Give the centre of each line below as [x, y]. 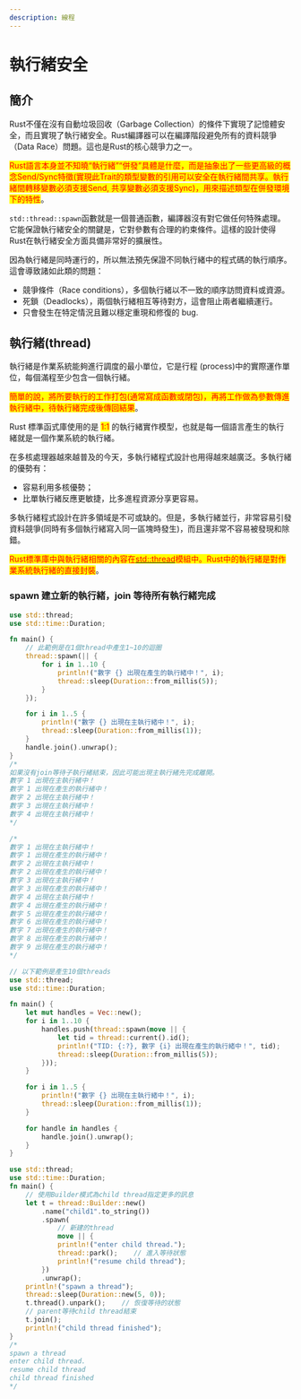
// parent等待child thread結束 [81, 1312]
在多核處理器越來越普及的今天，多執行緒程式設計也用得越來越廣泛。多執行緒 [150, 457]
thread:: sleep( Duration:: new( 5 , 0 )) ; [96, 1295]
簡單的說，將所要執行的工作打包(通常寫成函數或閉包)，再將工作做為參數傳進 [150, 396]
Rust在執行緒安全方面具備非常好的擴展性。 [88, 240]
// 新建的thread [86, 1228]
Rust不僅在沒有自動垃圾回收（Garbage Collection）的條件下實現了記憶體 [143, 124]
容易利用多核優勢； [58, 487]
